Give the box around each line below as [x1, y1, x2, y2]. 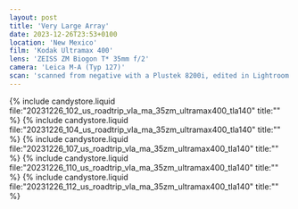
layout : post [9, 13, 58, 22]
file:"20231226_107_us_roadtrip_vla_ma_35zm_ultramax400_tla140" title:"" [9, 143, 279, 154]
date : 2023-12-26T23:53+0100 [9, 29, 118, 38]
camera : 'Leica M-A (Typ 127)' [9, 63, 126, 72]
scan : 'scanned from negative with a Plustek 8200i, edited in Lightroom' [9, 71, 294, 80]
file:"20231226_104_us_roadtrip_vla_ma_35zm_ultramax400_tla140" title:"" [9, 124, 281, 135]
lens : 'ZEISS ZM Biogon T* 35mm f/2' [9, 54, 150, 63]
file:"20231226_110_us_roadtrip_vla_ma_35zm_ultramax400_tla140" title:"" [9, 162, 279, 172]
